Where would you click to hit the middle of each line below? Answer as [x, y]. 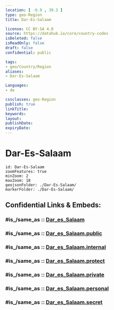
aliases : [15, 71]
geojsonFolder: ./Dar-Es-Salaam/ [41, 185]
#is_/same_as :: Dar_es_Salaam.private [55, 275]
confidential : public [28, 53]
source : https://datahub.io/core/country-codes [57, 34]
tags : [11, 62]
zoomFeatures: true [26, 171]
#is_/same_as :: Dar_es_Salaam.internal [56, 247]
